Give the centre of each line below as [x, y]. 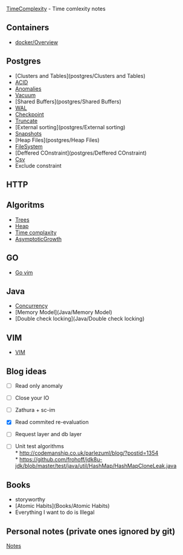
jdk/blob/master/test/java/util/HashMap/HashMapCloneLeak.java [96, 466]
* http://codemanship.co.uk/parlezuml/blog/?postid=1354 [87, 453]
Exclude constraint [38, 165]
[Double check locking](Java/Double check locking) [80, 319]
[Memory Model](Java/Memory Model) [64, 312]
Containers [28, 27]
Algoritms [25, 205]
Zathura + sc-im [35, 410]
